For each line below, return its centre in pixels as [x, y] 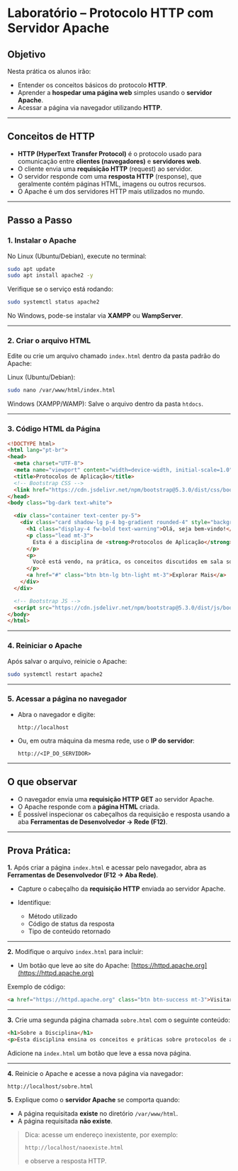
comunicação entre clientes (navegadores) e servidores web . [109, 161]
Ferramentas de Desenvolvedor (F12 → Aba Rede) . [83, 875]
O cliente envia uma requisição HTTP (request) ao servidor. [105, 169]
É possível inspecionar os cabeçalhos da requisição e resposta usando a [124, 814]
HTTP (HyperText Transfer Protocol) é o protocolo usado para [109, 153]
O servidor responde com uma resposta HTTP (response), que [109, 176]
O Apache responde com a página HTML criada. [89, 806]
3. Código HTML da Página [54, 429]
